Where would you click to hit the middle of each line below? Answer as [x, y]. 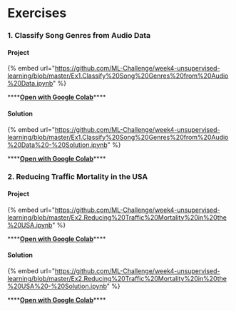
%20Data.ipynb [30, 83]
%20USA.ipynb [30, 225]
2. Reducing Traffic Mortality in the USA [78, 177]
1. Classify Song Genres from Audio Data [79, 36]
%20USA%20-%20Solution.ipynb [57, 286]
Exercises [37, 13]
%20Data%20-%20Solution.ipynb [58, 145]
